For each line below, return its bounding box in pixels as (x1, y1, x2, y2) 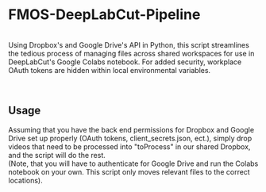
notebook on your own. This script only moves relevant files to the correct (8, 167, 250, 176)
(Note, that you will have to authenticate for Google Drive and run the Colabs (8, 159, 259, 168)
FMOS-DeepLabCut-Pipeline (8, 6, 201, 24)
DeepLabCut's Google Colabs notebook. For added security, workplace (8, 57, 242, 67)
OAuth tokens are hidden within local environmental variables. (8, 65, 211, 75)
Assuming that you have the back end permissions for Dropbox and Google (8, 125, 255, 134)
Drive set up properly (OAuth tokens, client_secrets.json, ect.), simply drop (8, 133, 253, 143)
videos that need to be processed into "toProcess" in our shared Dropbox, (8, 141, 251, 152)
